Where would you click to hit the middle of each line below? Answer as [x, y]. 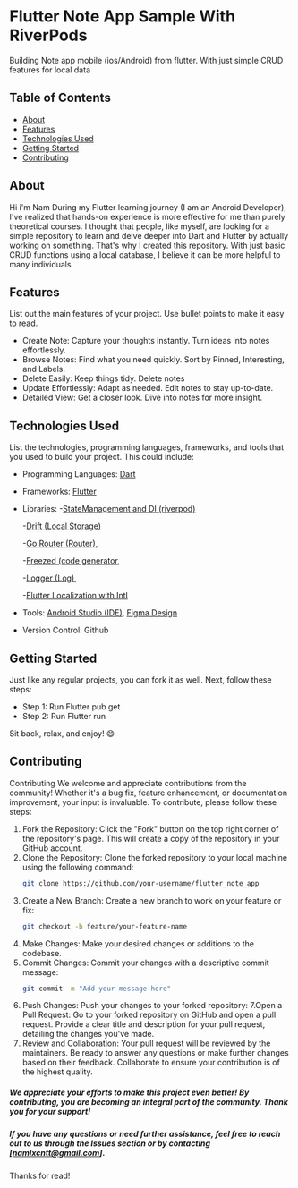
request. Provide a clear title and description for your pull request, [144, 1024]
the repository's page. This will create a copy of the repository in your [151, 838]
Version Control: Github [65, 630]
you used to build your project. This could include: [102, 457]
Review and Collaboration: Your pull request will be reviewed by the [146, 1043]
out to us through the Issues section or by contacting [110, 1143]
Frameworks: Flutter [59, 492]
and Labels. [43, 369]
